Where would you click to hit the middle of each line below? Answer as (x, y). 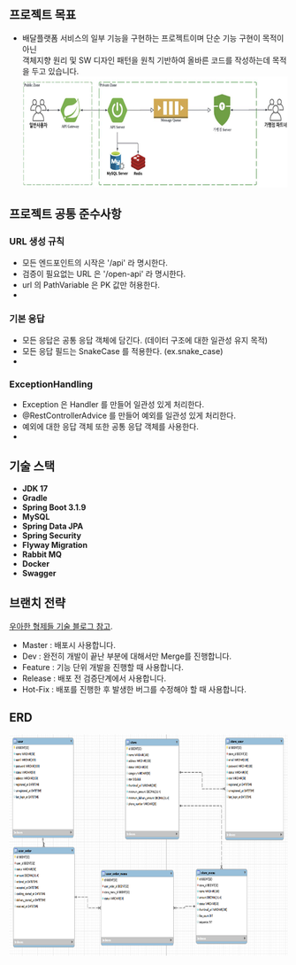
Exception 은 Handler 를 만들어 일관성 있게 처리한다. (113, 405)
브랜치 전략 (38, 603)
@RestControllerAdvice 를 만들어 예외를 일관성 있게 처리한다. (129, 416)
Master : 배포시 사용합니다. (69, 645)
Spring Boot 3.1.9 (54, 507)
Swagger (39, 573)
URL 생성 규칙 (37, 242)
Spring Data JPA (53, 526)
